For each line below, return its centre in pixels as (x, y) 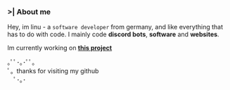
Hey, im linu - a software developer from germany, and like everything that (115, 27)
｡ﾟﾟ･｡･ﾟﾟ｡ (21, 62)
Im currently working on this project (60, 48)
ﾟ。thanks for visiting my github (53, 71)
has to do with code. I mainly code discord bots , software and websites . (113, 34)
